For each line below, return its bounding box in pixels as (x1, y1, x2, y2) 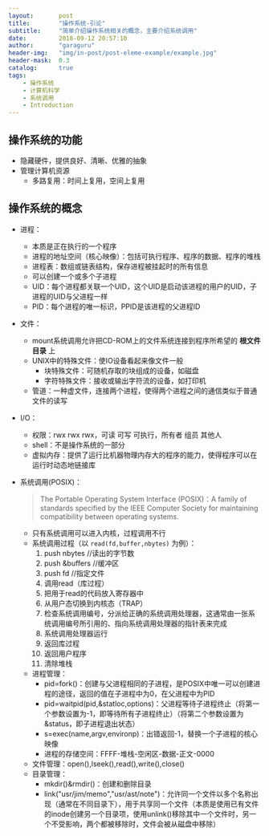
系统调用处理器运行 (43, 628, 108, 638)
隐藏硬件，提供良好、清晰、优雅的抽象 (19, 156, 147, 165)
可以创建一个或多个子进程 (31, 271, 117, 281)
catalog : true (8, 64, 74, 72)
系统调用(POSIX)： (19, 477, 82, 486)
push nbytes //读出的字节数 (43, 548, 135, 558)
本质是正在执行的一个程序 (31, 241, 117, 251)
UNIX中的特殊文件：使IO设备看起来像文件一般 (31, 355, 184, 365)
